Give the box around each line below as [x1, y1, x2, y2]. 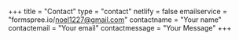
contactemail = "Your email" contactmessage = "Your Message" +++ [8, 24, 232, 32]
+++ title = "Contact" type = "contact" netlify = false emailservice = [8, 7, 228, 16]
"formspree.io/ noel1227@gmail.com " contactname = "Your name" [8, 15, 222, 24]
